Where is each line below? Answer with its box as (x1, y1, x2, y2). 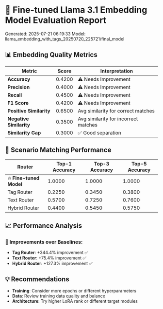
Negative (7, 115, 29, 122)
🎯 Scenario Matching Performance (5, 146, 112, 154)
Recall (7, 91, 22, 98)
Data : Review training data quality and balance (12, 293, 106, 299)
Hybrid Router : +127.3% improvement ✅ (12, 260, 93, 267)
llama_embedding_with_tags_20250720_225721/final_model (5, 36, 125, 42)
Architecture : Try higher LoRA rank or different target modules (12, 298, 138, 304)
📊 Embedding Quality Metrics (5, 51, 98, 59)
